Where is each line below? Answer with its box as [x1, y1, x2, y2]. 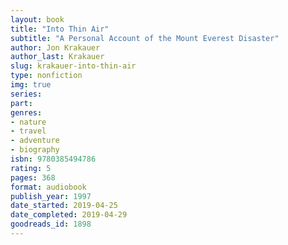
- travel [10, 126, 47, 136]
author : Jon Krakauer [10, 42, 101, 53]
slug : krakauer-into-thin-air [10, 61, 137, 71]
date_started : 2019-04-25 [10, 201, 118, 211]
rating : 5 [10, 163, 52, 173]
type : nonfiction [10, 71, 83, 81]
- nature [10, 117, 47, 127]
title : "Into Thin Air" [10, 24, 110, 34]
